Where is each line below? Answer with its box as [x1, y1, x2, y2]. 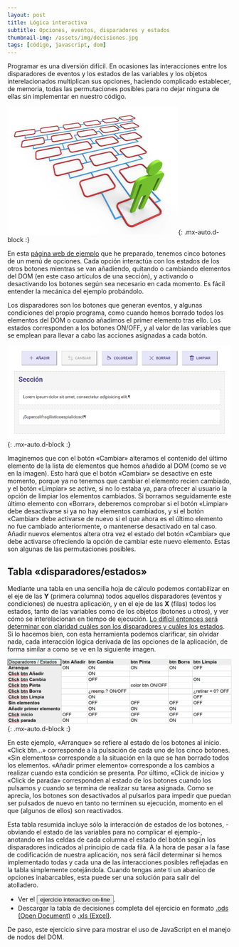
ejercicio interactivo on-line [40, 896, 110, 904]
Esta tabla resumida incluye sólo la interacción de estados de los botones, [7, 820, 224, 829]
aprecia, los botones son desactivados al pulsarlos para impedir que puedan [7, 791, 231, 800]
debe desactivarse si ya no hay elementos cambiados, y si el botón [7, 507, 204, 516]
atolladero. [7, 881, 39, 889]
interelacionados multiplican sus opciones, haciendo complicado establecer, [7, 77, 231, 85]
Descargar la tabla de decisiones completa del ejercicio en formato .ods [17, 904, 229, 913]
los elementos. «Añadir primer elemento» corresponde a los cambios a [7, 761, 215, 770]
